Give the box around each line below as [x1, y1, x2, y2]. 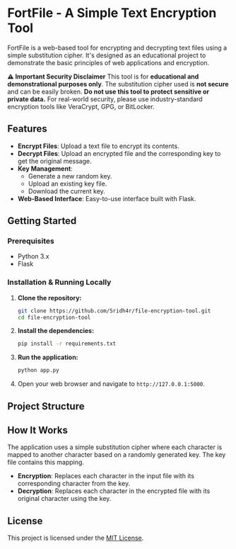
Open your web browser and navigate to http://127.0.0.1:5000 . [17, 380, 205, 388]
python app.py [17, 367, 59, 374]
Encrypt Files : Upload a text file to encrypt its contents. [17, 142, 179, 150]
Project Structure [7, 400, 85, 412]
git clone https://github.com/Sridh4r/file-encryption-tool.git [17, 307, 211, 315]
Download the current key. [28, 186, 106, 196]
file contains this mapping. [7, 458, 85, 467]
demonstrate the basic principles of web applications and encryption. [7, 58, 210, 67]
